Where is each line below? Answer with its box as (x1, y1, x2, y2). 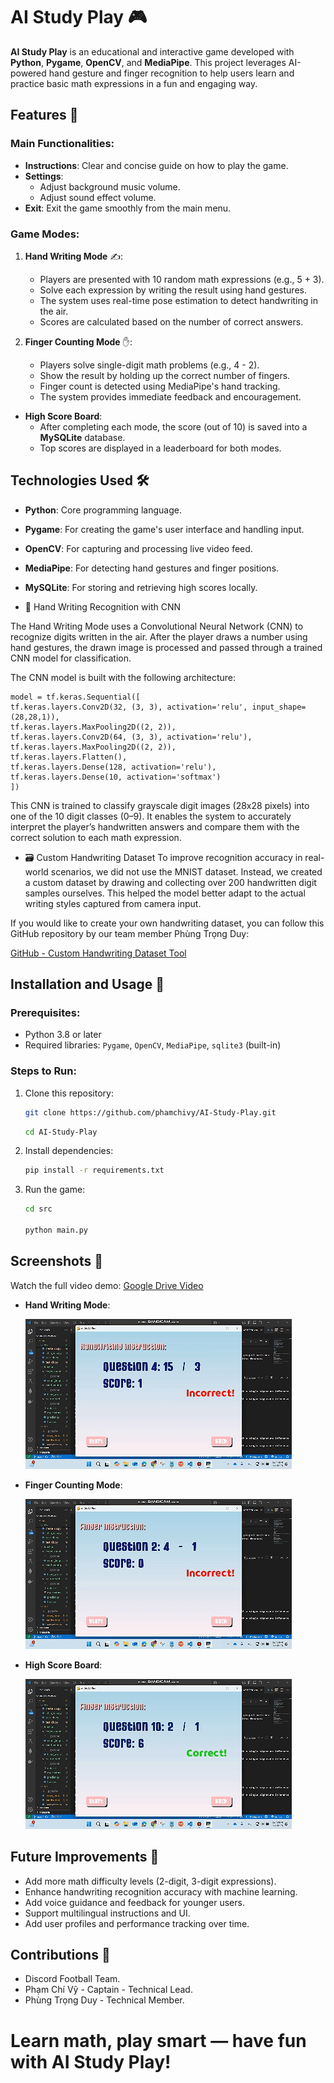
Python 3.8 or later (24, 1029, 102, 1041)
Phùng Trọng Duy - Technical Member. (24, 1994, 185, 2006)
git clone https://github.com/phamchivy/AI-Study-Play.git (24, 1107, 277, 1118)
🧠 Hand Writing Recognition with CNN (24, 600, 181, 613)
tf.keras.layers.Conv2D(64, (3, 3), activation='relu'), (10, 732, 253, 742)
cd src (24, 1204, 53, 1214)
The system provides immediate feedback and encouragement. (39, 390, 302, 403)
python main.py (24, 1225, 89, 1236)
